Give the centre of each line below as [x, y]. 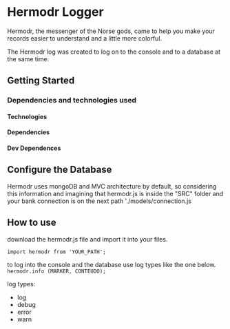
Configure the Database [60, 170]
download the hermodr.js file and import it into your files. [87, 239]
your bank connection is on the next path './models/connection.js [99, 201]
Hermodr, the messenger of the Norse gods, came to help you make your [111, 31]
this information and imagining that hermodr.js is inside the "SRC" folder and [115, 193]
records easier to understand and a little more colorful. [85, 38]
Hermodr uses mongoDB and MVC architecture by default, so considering [112, 186]
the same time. [28, 59]
